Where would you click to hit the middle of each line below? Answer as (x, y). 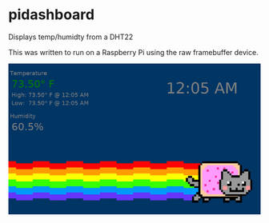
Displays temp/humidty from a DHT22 (71, 37)
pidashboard (51, 15)
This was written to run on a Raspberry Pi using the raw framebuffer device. (133, 52)
